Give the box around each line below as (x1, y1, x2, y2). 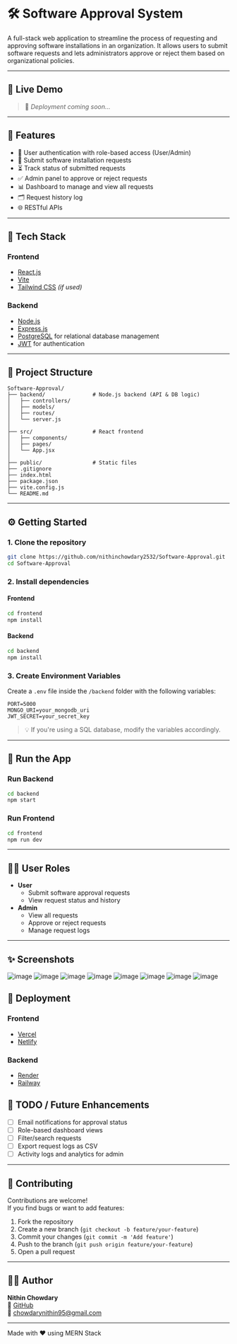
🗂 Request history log (17, 192, 83, 202)
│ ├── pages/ (7, 441, 52, 448)
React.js (17, 268, 42, 277)
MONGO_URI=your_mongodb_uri (7, 707, 90, 714)
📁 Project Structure (7, 366, 93, 378)
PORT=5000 (7, 700, 37, 707)
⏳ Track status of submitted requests (17, 163, 126, 172)
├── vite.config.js (7, 484, 65, 492)
